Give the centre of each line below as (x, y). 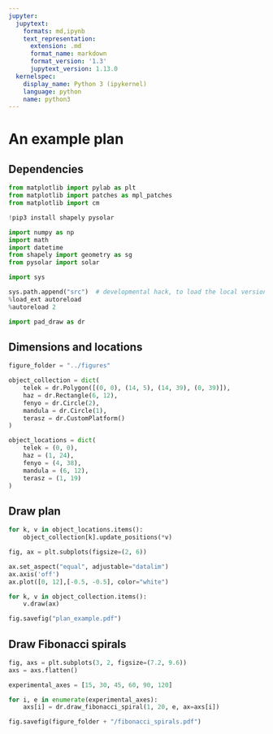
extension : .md (56, 46)
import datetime (36, 248)
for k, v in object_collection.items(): (78, 597)
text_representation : (59, 39)
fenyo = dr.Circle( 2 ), (61, 403)
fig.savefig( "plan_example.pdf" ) (65, 619)
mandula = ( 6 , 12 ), (56, 471)
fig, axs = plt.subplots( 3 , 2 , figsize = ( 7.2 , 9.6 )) (97, 662)
